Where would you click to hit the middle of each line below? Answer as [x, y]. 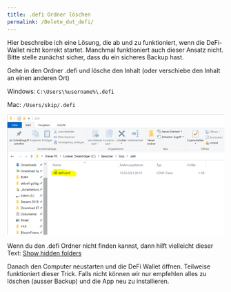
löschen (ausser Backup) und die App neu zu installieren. [88, 281]
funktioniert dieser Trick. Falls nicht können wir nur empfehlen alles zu [107, 273]
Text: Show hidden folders [44, 253]
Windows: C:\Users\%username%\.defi [61, 91]
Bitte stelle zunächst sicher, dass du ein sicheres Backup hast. [96, 57]
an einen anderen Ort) [39, 78]
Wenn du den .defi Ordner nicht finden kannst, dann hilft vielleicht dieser [110, 246]
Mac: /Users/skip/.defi [41, 104]
